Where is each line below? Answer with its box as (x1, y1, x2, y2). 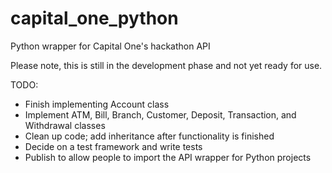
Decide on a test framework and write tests (24, 140, 203, 152)
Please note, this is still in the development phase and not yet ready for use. (10, 59, 323, 71)
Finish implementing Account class (24, 98, 170, 110)
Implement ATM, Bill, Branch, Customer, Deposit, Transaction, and (24, 108, 297, 121)
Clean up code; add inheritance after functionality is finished (24, 130, 275, 142)
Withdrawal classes (24, 119, 106, 131)
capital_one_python (10, 7, 179, 30)
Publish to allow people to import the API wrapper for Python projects (24, 151, 312, 163)
